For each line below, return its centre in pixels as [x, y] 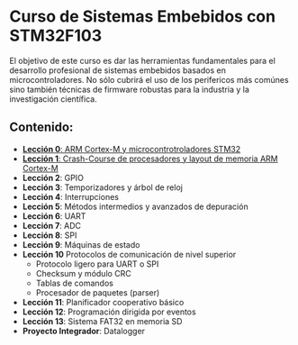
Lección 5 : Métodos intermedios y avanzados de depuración [135, 206]
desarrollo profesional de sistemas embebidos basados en [118, 70]
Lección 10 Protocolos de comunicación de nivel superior [129, 254]
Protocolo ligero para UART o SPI [97, 264]
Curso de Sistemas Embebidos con [143, 17]
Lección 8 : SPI [50, 235]
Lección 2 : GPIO [53, 177]
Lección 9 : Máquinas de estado [81, 244]
